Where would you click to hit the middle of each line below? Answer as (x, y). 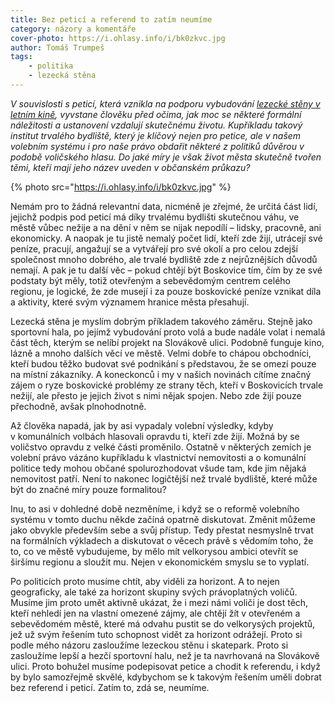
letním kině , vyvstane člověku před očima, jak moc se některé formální (156, 114)
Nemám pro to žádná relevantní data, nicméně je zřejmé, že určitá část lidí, (164, 206)
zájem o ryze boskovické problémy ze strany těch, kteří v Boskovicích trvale (167, 385)
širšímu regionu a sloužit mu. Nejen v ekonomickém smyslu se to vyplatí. (160, 562)
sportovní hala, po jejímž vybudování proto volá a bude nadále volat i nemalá (168, 332)
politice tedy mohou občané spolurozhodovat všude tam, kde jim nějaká (158, 468)
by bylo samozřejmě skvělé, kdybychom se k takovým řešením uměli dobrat (166, 677)
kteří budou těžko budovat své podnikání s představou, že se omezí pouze (163, 363)
